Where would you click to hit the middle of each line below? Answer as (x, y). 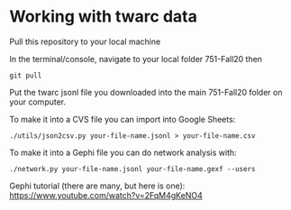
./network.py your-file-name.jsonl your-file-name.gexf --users (132, 169)
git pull (26, 75)
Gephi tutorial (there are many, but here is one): (97, 186)
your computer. (38, 102)
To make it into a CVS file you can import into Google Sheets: (123, 119)
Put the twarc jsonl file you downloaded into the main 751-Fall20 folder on (146, 92)
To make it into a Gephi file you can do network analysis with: (123, 152)
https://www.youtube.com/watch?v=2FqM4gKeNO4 (106, 195)
